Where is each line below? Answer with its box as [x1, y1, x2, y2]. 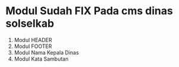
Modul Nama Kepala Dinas [14, 49, 79, 56]
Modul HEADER [14, 36, 53, 43]
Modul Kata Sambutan [14, 55, 69, 62]
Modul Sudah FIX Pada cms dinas [5, 4, 173, 18]
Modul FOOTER [14, 43, 52, 50]
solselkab [5, 17, 55, 30]
